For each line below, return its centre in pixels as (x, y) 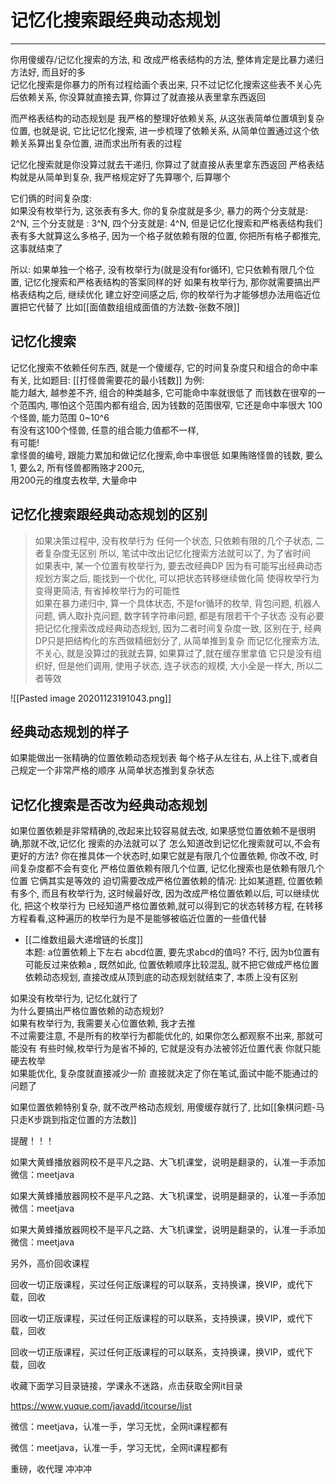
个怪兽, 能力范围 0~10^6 (60, 417)
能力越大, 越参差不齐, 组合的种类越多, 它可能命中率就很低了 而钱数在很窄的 (163, 392)
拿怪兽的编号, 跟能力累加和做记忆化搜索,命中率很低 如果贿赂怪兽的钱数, (156, 455)
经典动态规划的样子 (69, 731)
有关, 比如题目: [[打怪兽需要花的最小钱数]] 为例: (107, 380)
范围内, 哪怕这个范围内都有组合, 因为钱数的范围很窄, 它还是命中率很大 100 (170, 405)
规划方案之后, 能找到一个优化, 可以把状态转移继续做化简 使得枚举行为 (177, 578)
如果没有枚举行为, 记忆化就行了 (74, 998)
